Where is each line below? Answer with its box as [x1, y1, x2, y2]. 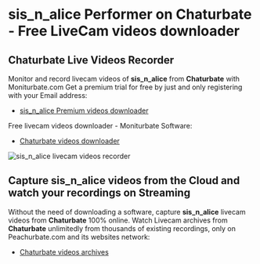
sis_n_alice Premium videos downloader [19, 106, 149, 115]
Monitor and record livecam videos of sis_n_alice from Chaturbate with [8, 74, 240, 83]
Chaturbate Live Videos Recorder [8, 53, 175, 67]
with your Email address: [8, 91, 88, 99]
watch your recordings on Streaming [8, 186, 190, 200]
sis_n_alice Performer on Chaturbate [8, 5, 252, 24]
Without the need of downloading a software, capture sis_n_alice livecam [8, 207, 246, 216]
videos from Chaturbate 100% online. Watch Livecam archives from [8, 215, 229, 225]
